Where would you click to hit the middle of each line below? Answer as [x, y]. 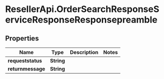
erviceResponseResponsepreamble [81, 20]
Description [84, 52]
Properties [22, 38]
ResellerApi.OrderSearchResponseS [82, 9]
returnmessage [27, 69]
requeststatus [25, 61]
